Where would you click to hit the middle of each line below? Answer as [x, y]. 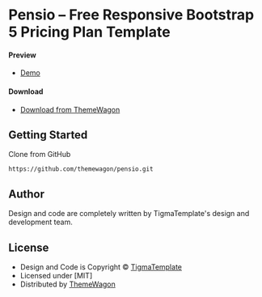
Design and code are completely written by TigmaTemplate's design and [129, 214]
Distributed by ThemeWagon [68, 284]
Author [26, 194]
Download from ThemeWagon [70, 109]
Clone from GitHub [40, 155]
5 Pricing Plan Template [90, 32]
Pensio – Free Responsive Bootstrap [131, 15]
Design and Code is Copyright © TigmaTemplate [101, 267]
